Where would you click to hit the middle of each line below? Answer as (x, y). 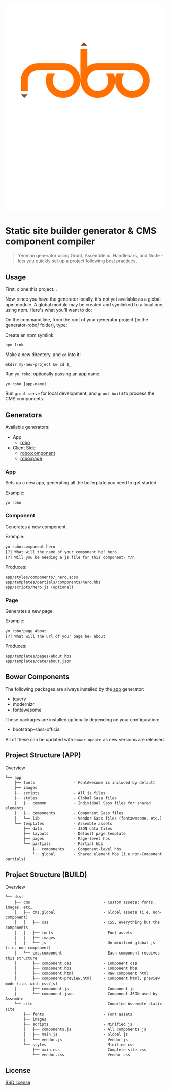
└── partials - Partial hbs (63, 844)
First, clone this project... (31, 289)
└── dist (14, 897)
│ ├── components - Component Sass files (69, 813)
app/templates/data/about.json (38, 661)
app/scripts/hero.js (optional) (39, 587)
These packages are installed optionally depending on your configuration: (82, 719)
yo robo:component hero (30, 547)
